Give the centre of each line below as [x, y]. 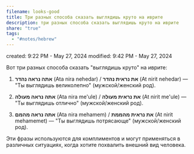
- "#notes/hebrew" [34, 39]
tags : [13, 34]
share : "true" [24, 28]
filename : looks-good [33, 12]
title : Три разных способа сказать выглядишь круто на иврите [85, 17]
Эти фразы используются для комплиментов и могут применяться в [93, 139]
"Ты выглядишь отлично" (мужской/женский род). [79, 103]
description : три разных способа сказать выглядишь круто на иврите [93, 23]
